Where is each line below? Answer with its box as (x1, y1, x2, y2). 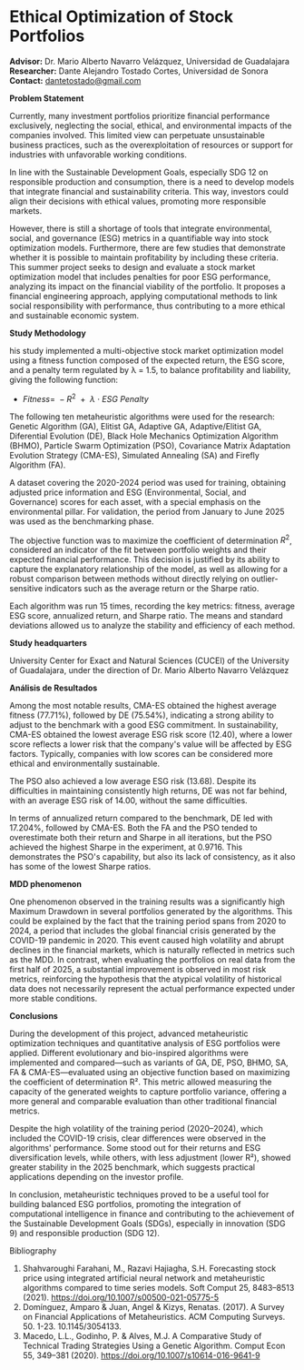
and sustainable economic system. (9, 309, 140, 320)
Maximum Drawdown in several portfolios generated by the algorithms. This (9, 906, 293, 917)
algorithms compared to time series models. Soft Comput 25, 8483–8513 (22, 1283, 295, 1294)
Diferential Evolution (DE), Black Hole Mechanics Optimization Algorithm (9, 430, 279, 441)
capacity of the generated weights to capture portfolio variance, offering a (9, 1086, 288, 1097)
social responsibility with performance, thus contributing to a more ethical (9, 300, 286, 311)
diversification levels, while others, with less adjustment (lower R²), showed (9, 1153, 291, 1163)
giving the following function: (9, 374, 119, 385)
